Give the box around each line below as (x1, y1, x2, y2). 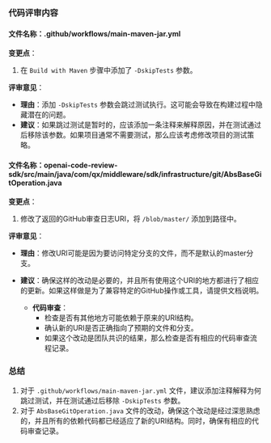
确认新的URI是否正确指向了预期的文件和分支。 (44, 323, 198, 333)
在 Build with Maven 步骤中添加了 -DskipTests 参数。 (19, 65, 197, 75)
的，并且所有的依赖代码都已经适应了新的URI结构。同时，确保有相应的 (19, 416, 252, 425)
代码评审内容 (8, 6, 59, 18)
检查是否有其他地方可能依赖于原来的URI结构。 (44, 313, 198, 323)
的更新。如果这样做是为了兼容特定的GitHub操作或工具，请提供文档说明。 (19, 285, 264, 296)
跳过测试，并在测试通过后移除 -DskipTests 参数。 (19, 395, 185, 405)
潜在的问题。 (27, 110, 70, 120)
